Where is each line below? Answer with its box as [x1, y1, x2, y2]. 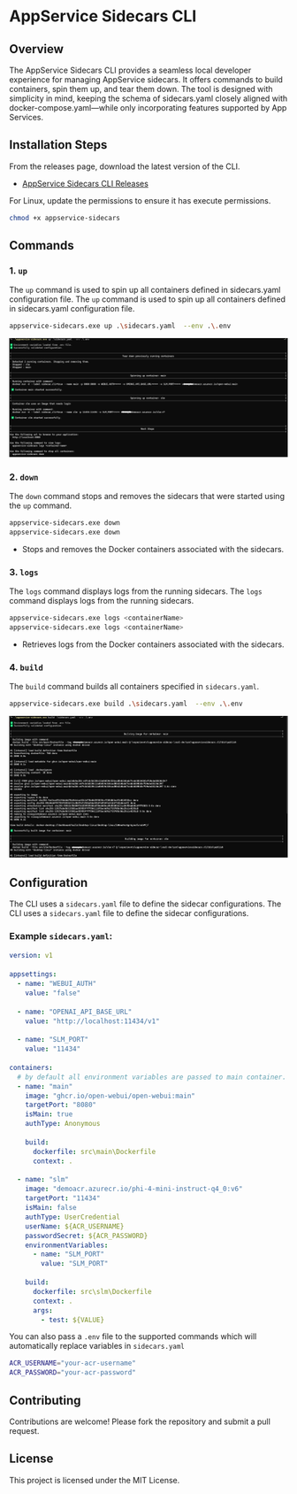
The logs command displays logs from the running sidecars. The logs [9, 586, 263, 597]
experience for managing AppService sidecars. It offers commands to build [9, 74, 283, 85]
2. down [9, 471, 39, 483]
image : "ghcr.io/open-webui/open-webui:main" [25, 1091, 196, 1100]
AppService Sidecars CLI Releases [21, 178, 148, 189]
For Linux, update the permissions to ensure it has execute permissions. [9, 195, 271, 205]
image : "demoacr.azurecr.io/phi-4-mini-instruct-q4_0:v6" [25, 1184, 243, 1194]
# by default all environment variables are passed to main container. [17, 1073, 287, 1082]
